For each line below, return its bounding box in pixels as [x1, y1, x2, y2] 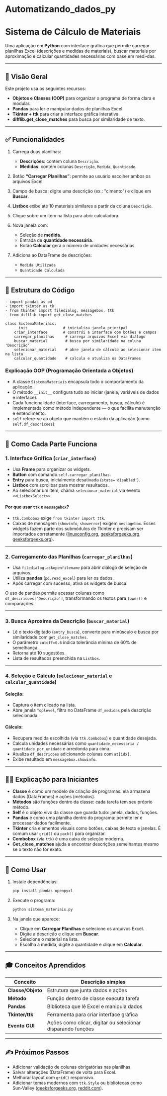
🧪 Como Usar [5, 865, 47, 874]
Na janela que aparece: [12, 916, 60, 922]
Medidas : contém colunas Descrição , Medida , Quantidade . [19, 163, 137, 170]
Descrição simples [81, 978, 126, 985]
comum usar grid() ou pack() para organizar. [12, 830, 106, 836]
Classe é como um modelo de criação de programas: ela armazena [12, 788, 151, 794]
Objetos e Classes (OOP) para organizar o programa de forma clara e [12, 95, 156, 101]
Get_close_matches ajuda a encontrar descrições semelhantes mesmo [12, 841, 159, 847]
